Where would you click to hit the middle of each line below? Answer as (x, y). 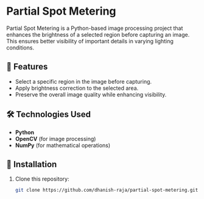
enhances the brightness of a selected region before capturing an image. (98, 34)
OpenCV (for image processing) (55, 139)
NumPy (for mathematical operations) (63, 145)
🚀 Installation (32, 164)
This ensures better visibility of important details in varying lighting (90, 41)
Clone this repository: (42, 179)
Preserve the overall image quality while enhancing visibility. (91, 94)
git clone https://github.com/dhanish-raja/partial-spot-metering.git (107, 190)
